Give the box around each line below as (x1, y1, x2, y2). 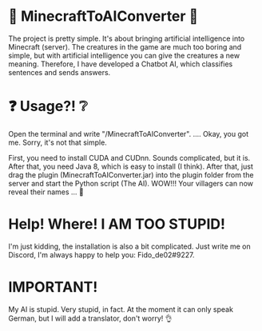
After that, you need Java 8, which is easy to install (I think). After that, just (8, 162, 253, 171)
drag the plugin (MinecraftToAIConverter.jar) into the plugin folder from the (8, 169, 254, 179)
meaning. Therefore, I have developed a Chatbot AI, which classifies (8, 59, 233, 69)
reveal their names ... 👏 (8, 187, 84, 197)
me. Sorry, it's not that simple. (8, 138, 108, 147)
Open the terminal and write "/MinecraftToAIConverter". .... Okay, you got (8, 129, 249, 138)
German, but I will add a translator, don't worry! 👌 (8, 313, 173, 323)
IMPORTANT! (8, 278, 98, 296)
